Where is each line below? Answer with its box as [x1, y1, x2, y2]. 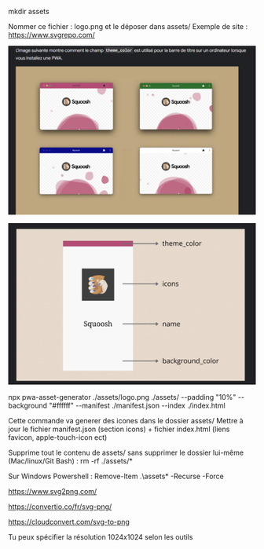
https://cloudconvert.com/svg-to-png [8, 518, 130, 527]
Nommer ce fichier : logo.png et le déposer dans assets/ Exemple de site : [8, 22, 248, 31]
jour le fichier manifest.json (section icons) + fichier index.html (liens [8, 424, 230, 434]
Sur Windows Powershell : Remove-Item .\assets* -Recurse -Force [8, 471, 224, 481]
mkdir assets [8, 7, 49, 16]
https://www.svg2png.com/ [8, 487, 97, 496]
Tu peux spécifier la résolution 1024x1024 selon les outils [8, 533, 193, 542]
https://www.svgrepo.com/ [8, 31, 96, 39]
